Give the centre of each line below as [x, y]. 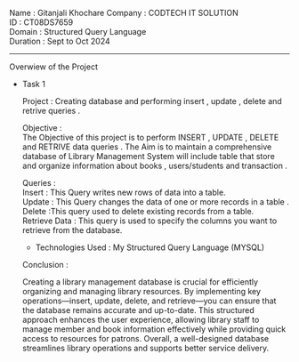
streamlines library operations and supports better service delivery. [145, 348]
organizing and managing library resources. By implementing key [141, 291]
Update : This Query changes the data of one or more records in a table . [155, 202]
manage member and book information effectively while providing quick [154, 329]
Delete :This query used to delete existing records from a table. [138, 211]
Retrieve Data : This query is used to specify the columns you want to [149, 221]
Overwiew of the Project [53, 67]
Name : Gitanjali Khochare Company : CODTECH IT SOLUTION [124, 13]
